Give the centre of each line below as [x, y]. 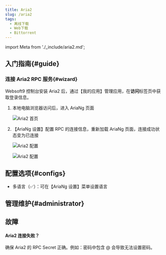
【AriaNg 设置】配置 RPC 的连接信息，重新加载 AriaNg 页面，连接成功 [84, 129]
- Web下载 [19, 28]
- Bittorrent [23, 33]
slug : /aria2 [19, 14]
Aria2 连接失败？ [22, 235]
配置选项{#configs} [35, 174]
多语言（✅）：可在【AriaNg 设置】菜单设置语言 [60, 186]
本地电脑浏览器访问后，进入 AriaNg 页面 [53, 108]
